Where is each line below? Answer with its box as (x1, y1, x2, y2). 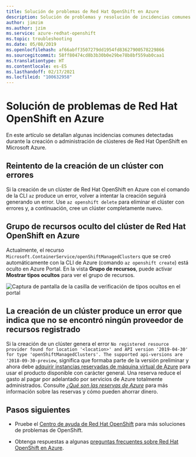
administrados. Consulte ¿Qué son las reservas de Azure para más (6, 382, 168, 389)
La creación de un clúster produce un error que (6, 306, 182, 316)
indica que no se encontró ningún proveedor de (6, 315, 184, 325)
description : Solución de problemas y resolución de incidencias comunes (6, 14, 191, 20)
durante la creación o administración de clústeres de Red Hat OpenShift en (6, 138, 188, 145)
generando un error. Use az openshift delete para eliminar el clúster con (6, 198, 184, 205)
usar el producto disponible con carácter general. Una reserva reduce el (6, 369, 181, 376)
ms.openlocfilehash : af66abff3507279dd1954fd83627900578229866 (6, 47, 165, 53)
